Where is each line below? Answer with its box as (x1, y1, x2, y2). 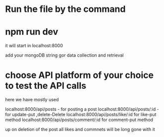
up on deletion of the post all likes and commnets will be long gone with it (5, 127, 155, 133)
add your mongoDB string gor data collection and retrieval (5, 52, 124, 58)
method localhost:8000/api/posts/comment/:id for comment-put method (5, 117, 154, 123)
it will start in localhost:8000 (5, 43, 63, 49)
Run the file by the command (5, 3, 126, 15)
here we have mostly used (5, 97, 59, 103)
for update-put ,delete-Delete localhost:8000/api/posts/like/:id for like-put (5, 112, 157, 118)
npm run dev (5, 26, 58, 38)
